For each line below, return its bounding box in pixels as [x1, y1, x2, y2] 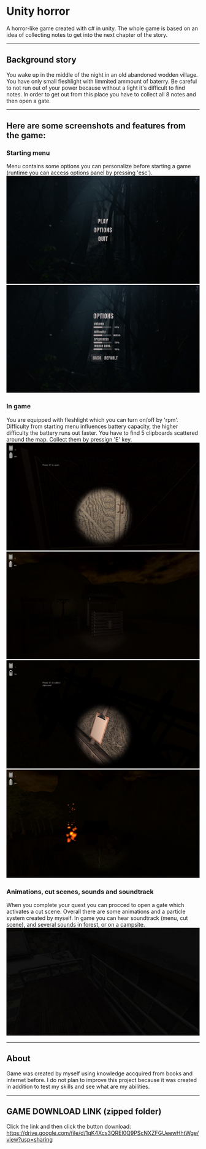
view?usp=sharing [6, 1135, 53, 1143]
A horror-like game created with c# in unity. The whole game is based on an [6, 25, 198, 32]
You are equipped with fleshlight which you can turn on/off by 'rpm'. [6, 416, 179, 423]
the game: [6, 130, 46, 141]
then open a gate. [6, 97, 51, 104]
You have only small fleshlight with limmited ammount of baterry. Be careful [6, 77, 197, 85]
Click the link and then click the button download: [6, 1123, 131, 1130]
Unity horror [6, 4, 71, 18]
